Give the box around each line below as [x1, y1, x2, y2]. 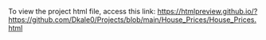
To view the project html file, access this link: [8, 7, 156, 16]
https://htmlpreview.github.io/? [157, 7, 258, 16]
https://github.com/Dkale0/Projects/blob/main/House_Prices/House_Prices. [8, 15, 257, 24]
